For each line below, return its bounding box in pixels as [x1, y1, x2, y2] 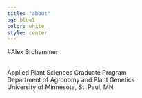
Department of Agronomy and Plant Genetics [7, 76, 135, 84]
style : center [7, 29, 48, 36]
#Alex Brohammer [7, 48, 59, 56]
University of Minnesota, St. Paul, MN [7, 83, 114, 91]
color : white [7, 23, 45, 29]
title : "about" [7, 10, 51, 17]
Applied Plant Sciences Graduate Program [7, 69, 127, 77]
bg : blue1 [7, 16, 36, 23]
